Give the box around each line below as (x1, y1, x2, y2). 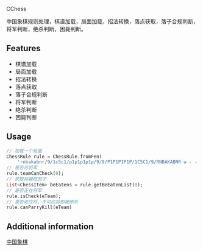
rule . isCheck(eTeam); (6, 193, 62, 199)
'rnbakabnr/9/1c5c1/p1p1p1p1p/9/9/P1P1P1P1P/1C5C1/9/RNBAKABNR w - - (17, 159, 198, 165)
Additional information (6, 221, 94, 232)
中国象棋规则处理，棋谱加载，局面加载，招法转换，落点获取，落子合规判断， (6, 18, 199, 25)
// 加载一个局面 (6, 147, 42, 154)
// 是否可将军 (6, 164, 38, 171)
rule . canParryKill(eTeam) (6, 204, 72, 211)
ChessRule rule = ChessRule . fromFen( (6, 154, 102, 160)
